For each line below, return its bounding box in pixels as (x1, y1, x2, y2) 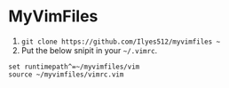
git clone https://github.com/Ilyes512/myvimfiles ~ (20, 37, 221, 46)
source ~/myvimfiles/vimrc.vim (8, 69, 124, 79)
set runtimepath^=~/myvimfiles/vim (8, 62, 140, 71)
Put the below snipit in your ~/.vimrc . (20, 44, 158, 55)
